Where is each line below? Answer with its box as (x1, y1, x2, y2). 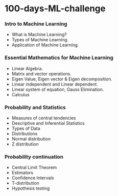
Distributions (11, 131, 38, 137)
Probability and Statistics (4, 104, 66, 111)
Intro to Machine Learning (4, 21, 68, 28)
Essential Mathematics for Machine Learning (4, 55, 114, 61)
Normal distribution (11, 136, 51, 142)
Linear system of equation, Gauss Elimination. (11, 86, 104, 92)
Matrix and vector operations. (11, 71, 72, 77)
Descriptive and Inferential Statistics (11, 120, 85, 126)
